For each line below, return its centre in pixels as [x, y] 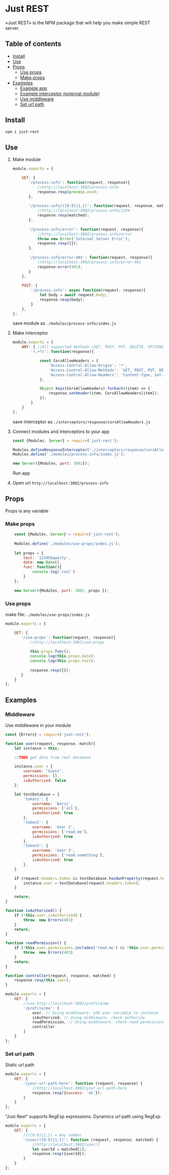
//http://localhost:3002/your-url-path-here [79, 1088]
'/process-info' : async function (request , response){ [88, 290]
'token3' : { [36, 846]
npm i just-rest [22, 132]
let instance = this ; [37, 748]
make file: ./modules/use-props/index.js [48, 614]
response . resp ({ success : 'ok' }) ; [67, 1093]
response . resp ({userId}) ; [59, 1154]
